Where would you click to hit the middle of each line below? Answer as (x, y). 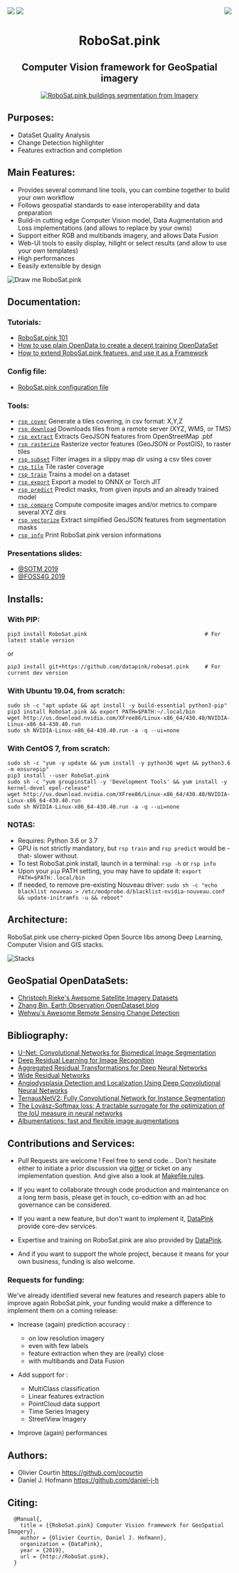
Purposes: (31, 118)
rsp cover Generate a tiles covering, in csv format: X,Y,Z (100, 421)
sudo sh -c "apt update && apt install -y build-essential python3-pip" (117, 706)
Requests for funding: (46, 1280)
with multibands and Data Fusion (76, 1361)
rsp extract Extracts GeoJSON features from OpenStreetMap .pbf (115, 436)
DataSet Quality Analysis (54, 135)
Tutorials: (24, 322)
